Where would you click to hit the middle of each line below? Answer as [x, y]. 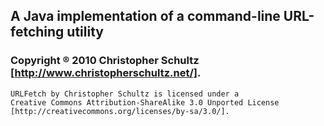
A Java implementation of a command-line [145, 16]
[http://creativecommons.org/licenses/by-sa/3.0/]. [120, 111]
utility [85, 32]
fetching [37, 32]
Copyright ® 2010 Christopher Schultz [105, 61]
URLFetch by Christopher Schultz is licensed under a [125, 94]
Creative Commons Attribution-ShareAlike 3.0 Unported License [145, 102]
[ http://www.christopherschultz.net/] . [106, 73]
